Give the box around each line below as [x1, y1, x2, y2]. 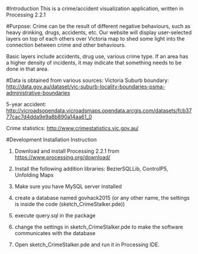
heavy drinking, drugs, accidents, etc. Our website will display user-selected [6, 29, 192, 36]
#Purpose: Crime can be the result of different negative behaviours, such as [6, 23, 191, 29]
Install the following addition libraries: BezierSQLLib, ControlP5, [14, 165, 169, 172]
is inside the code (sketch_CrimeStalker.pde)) [14, 200, 125, 207]
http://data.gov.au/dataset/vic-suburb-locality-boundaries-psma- [6, 83, 166, 90]
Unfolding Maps [14, 171, 54, 179]
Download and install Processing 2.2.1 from [14, 147, 120, 154]
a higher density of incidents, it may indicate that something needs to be [6, 59, 181, 66]
